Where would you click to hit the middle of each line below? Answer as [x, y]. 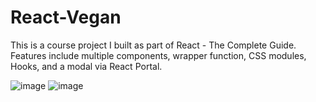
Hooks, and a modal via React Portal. [86, 66]
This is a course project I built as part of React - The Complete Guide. [153, 45]
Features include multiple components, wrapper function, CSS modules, [158, 55]
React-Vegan [66, 17]
